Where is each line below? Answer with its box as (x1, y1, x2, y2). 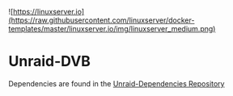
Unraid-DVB (8, 52, 91, 71)
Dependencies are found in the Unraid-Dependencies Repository (8, 78, 225, 88)
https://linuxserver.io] (13, 7, 85, 16)
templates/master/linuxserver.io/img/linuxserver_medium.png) (8, 24, 216, 33)
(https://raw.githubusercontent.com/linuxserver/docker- (8, 15, 195, 25)
